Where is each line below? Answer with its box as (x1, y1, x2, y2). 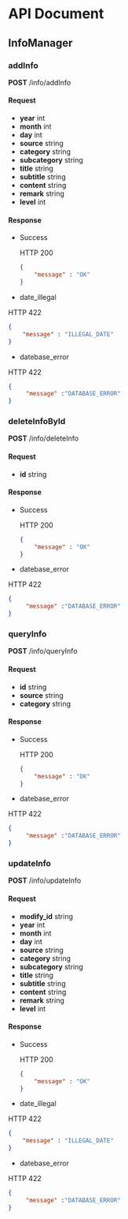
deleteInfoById (8, 416, 66, 427)
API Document (8, 5, 104, 23)
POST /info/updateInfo (8, 876, 82, 885)
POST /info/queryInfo (8, 647, 78, 656)
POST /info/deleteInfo (8, 433, 79, 443)
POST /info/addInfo (8, 77, 71, 87)
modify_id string (19, 911, 73, 921)
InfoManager (8, 36, 73, 50)
